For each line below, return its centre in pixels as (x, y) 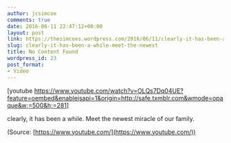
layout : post (26, 33)
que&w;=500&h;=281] (38, 105)
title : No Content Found (43, 52)
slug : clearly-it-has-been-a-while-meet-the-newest (82, 45)
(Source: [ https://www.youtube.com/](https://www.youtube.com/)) (101, 132)
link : (15, 39)
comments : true (29, 20)
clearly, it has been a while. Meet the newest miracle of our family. (101, 118)
